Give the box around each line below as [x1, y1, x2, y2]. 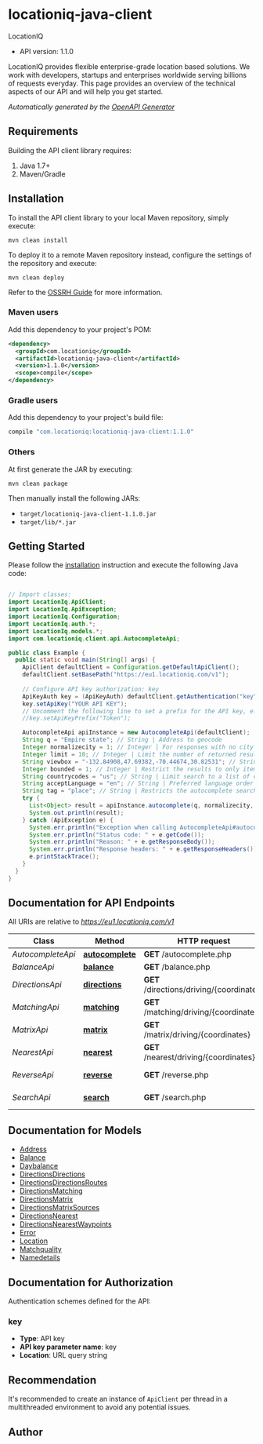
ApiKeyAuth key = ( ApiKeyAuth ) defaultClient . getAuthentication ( [22, 692, 240, 700]
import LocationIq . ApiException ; [8, 606, 117, 614]
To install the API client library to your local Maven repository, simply [8, 213, 229, 222]
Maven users [8, 307, 59, 318]
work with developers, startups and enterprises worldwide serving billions [8, 70, 247, 79]
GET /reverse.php [143, 1070, 209, 1081]
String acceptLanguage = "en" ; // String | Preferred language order [22, 779, 254, 788]
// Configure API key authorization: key [22, 685, 159, 693]
